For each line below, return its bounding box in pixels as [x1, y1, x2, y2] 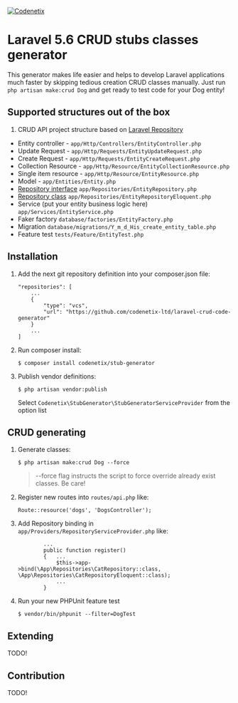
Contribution [7, 669, 65, 682]
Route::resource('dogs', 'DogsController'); [17, 507, 152, 514]
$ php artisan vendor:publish [17, 386, 108, 393]
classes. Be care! [35, 479, 86, 488]
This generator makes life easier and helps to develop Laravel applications [7, 70, 225, 78]
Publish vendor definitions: [17, 371, 97, 381]
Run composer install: [17, 346, 82, 354]
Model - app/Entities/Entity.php [17, 177, 116, 185]
